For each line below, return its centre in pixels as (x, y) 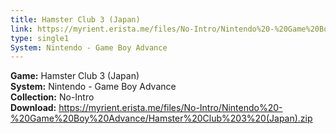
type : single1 (40, 38)
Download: (33, 108)
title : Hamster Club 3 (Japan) (75, 19)
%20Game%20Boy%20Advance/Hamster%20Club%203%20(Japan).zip (161, 118)
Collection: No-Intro (52, 97)
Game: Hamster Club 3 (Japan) (75, 76)
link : (21, 29)
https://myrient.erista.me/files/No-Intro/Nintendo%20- (170, 108)
